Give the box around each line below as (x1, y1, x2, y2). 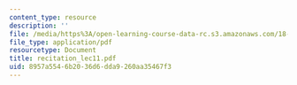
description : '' (9, 21, 69, 30)
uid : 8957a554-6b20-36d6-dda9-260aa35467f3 (9, 63, 172, 72)
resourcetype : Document (9, 46, 97, 55)
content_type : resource (9, 12, 97, 22)
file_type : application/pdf (9, 37, 113, 47)
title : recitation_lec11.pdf (9, 54, 117, 63)
